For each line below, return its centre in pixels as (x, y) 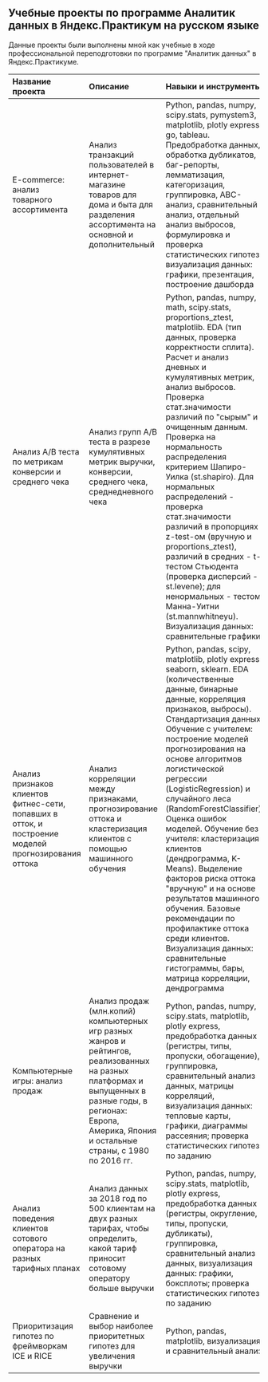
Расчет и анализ (197, 356)
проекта (29, 91)
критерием (187, 467)
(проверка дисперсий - (212, 576)
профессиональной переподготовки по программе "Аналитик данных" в (132, 53)
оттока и (105, 818)
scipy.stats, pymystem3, (211, 115)
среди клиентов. (197, 938)
